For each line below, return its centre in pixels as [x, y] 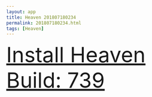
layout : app [21, 12]
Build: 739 [56, 80]
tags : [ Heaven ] [25, 28]
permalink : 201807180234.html [44, 23]
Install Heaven [76, 55]
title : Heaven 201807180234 [41, 17]
